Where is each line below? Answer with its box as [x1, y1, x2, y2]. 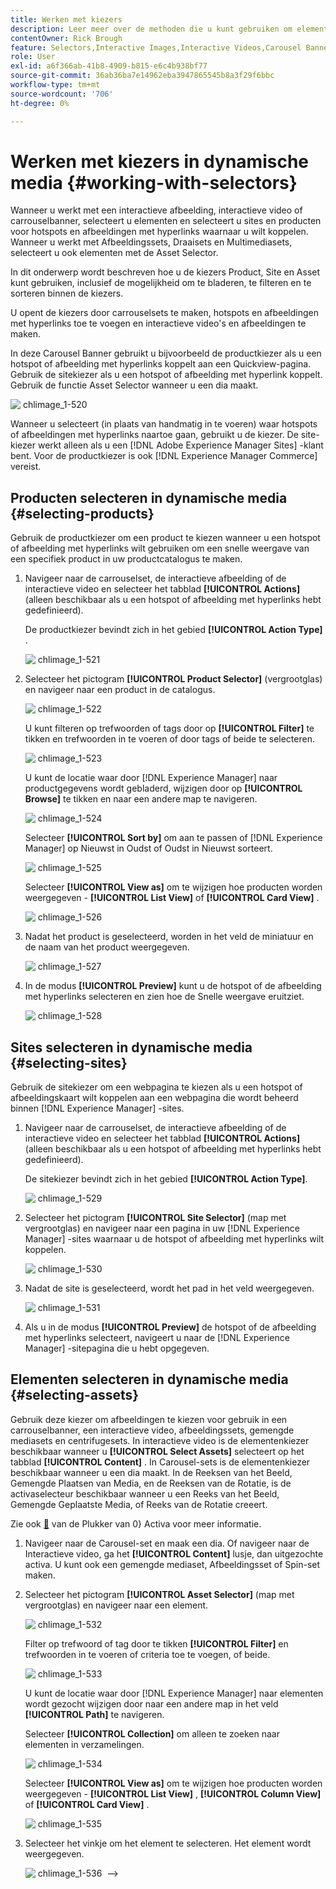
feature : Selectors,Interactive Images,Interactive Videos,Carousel [10, 42, 302, 53]
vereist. [10, 461, 42, 473]
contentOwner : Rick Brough [10, 33, 123, 43]
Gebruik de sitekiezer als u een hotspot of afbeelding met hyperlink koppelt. [10, 369, 323, 381]
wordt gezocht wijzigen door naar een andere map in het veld [24, 1697, 279, 1710]
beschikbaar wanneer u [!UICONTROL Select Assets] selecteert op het [10, 1445, 305, 1457]
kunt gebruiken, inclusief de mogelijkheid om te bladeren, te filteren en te [10, 277, 312, 289]
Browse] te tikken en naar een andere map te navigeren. [24, 793, 258, 805]
